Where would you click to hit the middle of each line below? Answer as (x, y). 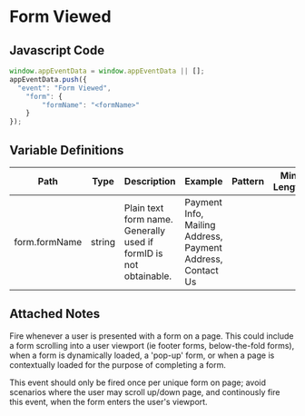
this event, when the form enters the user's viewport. (108, 401)
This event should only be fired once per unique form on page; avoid (138, 382)
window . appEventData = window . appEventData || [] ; (107, 71)
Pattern (248, 181)
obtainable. (148, 276)
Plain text (144, 208)
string (103, 242)
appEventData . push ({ (49, 79)
